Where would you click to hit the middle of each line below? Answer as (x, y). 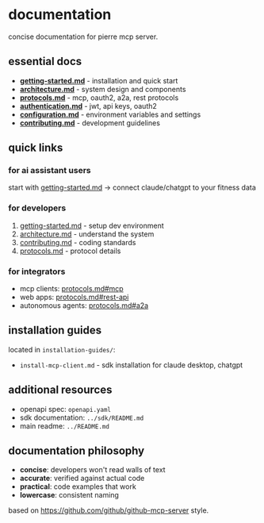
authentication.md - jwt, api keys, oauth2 (88, 106)
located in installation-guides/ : (62, 349)
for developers (37, 208)
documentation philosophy (77, 451)
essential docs (45, 62)
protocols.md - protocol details (70, 251)
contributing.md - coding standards (78, 242)
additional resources (60, 390)
